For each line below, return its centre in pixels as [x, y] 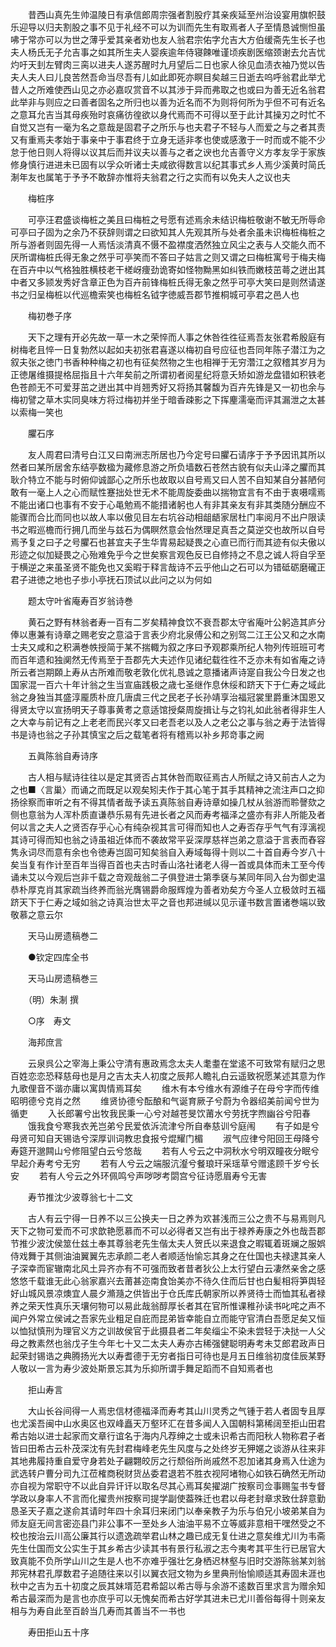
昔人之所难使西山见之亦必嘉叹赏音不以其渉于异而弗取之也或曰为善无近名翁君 [168, 89]
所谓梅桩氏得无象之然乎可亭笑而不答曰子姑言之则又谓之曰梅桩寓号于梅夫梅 [172, 257]
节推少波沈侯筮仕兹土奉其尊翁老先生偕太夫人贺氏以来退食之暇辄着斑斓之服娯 [168, 1243]
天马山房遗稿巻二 [62, 936]
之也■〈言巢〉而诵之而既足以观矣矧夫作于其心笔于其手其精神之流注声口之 [163, 789]
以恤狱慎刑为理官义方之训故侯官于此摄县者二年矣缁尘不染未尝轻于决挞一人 [163, 1331]
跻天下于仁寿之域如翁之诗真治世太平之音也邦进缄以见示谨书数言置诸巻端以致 [168, 902]
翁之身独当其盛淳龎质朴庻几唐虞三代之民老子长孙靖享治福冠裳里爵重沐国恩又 [168, 697]
